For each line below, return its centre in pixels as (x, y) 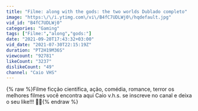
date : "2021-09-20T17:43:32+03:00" (50, 39)
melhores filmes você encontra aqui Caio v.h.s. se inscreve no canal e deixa (99, 96)
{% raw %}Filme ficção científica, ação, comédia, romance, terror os (90, 89)
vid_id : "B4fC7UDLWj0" (34, 23)
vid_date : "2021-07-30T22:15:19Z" (49, 45)
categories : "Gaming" (33, 28)
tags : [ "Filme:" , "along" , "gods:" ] (49, 34)
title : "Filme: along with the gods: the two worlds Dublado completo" (97, 12)
